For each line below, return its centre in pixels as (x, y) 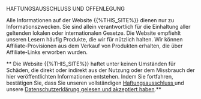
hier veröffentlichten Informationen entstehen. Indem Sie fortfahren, (90, 76)
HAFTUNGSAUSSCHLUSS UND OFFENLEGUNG (65, 9)
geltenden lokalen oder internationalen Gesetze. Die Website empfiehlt (94, 33)
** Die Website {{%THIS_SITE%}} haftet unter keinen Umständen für (91, 64)
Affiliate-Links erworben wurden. (47, 52)
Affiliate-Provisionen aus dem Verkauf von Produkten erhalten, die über (94, 46)
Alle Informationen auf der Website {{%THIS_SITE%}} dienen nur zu (90, 20)
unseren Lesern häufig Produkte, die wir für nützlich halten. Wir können (94, 39)
